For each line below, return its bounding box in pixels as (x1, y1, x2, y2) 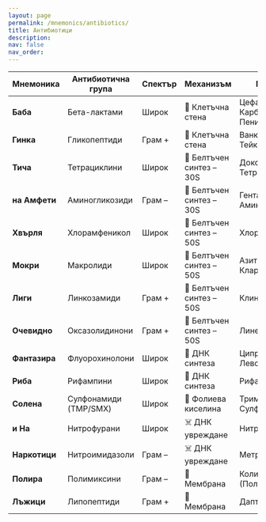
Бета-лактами (66, 107, 123, 117)
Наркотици (12, 448, 57, 460)
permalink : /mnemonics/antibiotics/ (8, 19, 129, 27)
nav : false (8, 41, 44, 49)
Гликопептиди (66, 134, 123, 145)
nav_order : (8, 48, 44, 56)
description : (8, 33, 51, 42)
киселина (184, 403, 222, 414)
